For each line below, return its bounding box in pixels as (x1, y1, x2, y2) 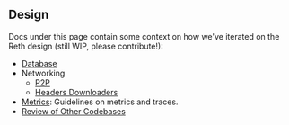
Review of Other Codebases (21, 105, 127, 116)
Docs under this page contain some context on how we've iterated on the (8, 31, 280, 41)
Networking (21, 67, 66, 78)
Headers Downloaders (34, 86, 118, 97)
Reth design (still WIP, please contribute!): (8, 40, 163, 51)
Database (21, 58, 57, 68)
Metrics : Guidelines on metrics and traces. (21, 96, 179, 107)
